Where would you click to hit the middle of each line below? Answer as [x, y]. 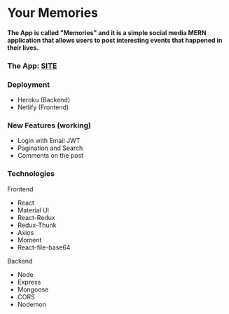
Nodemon [32, 304]
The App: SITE [32, 66]
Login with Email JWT [49, 141]
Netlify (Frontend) [43, 107]
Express [29, 282]
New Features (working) [49, 125]
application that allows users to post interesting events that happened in [115, 40]
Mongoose [33, 289]
